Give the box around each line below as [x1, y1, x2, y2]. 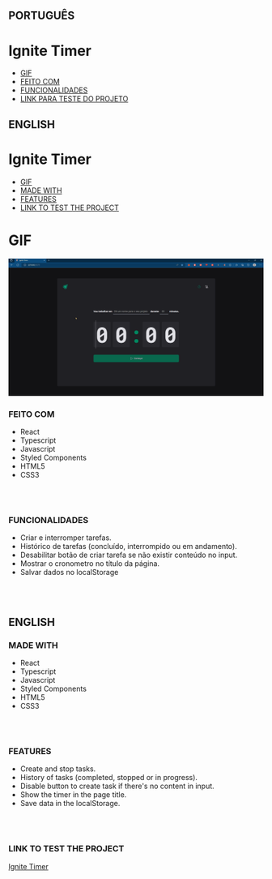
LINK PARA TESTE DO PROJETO [19, 94, 129, 104]
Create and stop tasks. [19, 764, 96, 774]
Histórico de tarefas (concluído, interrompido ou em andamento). [19, 542, 237, 551]
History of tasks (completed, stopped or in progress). [19, 773, 198, 783]
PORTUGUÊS [8, 9, 75, 23]
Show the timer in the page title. [19, 790, 127, 800]
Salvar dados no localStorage [19, 568, 119, 577]
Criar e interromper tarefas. [19, 533, 112, 542]
